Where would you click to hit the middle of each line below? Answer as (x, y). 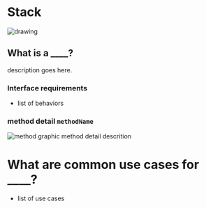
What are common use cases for (103, 165)
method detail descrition (96, 136)
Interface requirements (47, 88)
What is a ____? (41, 53)
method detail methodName (51, 121)
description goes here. (40, 70)
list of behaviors (41, 103)
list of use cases (41, 198)
